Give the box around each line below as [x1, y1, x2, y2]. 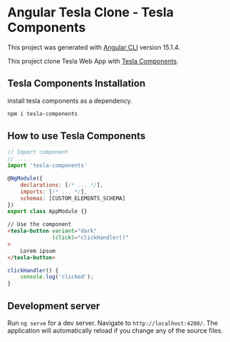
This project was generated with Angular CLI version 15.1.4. [7, 43, 181, 51]
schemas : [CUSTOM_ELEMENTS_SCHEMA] [20, 195, 126, 202]
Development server [7, 300, 100, 312]
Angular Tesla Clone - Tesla [7, 4, 174, 21]
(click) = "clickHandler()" [52, 234, 130, 242]
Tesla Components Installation [7, 78, 146, 90]
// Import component [7, 149, 69, 156]
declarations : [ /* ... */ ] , [20, 181, 103, 189]
